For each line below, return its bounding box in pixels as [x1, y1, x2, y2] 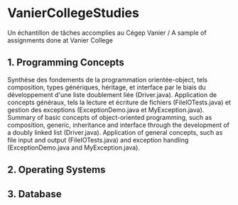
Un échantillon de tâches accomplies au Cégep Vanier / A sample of [7, 28, 207, 37]
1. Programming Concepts [7, 57, 124, 69]
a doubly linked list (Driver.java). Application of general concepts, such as [7, 128, 223, 136]
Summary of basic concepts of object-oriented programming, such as [7, 113, 212, 121]
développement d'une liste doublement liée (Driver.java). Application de [7, 90, 217, 99]
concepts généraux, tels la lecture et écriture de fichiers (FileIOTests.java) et [7, 98, 231, 106]
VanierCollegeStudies [7, 5, 140, 21]
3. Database [7, 188, 62, 200]
